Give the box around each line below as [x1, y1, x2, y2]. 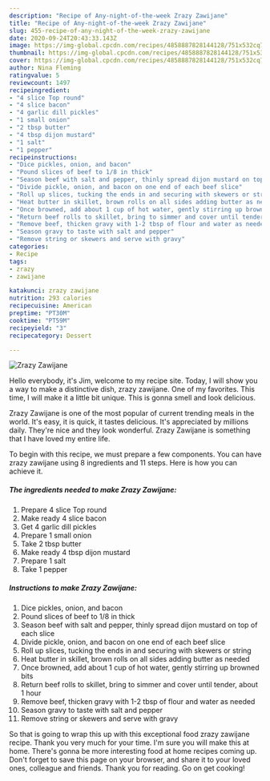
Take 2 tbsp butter [20, 539, 82, 549]
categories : [9, 243, 49, 251]
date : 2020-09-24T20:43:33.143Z [9, 34, 117, 42]
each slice [20, 629, 55, 638]
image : [9, 42, 31, 50]
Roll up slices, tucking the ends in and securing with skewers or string [20, 646, 252, 655]
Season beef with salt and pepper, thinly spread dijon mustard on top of [20, 620, 258, 630]
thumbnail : [9, 49, 46, 57]
